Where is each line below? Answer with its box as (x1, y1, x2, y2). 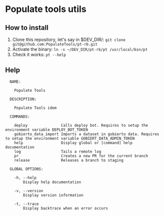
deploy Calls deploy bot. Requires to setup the (14, 123, 149, 128)
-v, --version (14, 188, 43, 193)
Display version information (23, 193, 84, 198)
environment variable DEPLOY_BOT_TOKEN (5, 127, 88, 132)
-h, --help (14, 175, 37, 180)
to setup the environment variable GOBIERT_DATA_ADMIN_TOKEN (5, 136, 135, 141)
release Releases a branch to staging (14, 158, 124, 163)
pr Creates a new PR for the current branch (14, 153, 149, 158)
